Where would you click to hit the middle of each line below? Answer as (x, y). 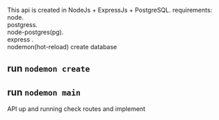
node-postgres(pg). (35, 32)
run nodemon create (49, 69)
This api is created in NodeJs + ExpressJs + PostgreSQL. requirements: (110, 10)
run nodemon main (44, 92)
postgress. (23, 25)
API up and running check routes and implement (76, 109)
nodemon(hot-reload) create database (62, 47)
